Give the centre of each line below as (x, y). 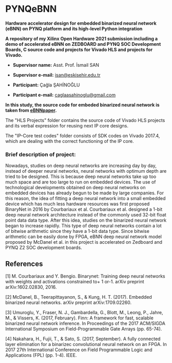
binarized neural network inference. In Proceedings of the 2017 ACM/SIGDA (85, 323)
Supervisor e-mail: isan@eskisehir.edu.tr (56, 75)
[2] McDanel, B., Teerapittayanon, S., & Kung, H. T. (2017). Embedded (79, 297)
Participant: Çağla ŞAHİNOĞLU (46, 85)
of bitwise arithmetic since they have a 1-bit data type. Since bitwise (78, 231)
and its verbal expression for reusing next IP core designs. (67, 125)
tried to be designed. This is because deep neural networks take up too (81, 177)
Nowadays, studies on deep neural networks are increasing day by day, (81, 166)
